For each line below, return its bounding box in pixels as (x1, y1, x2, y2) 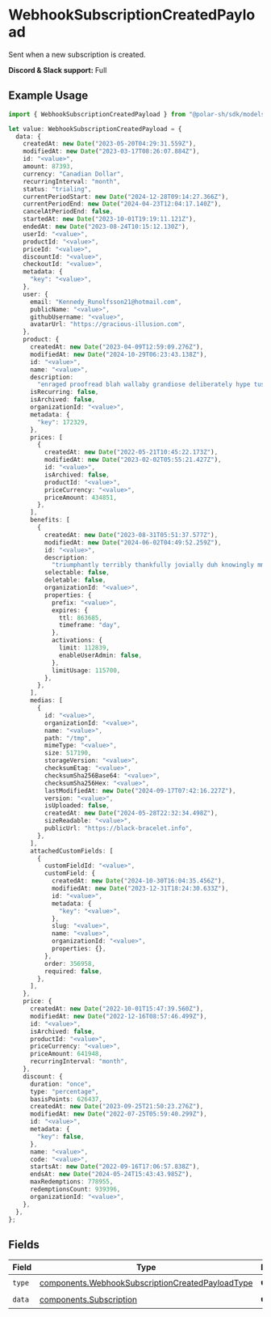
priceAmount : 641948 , (29, 1050, 103, 1058)
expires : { (51, 606, 89, 614)
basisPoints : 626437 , (29, 1095, 103, 1103)
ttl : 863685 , (59, 613, 103, 622)
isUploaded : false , (44, 802, 110, 810)
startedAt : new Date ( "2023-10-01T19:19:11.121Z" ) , (23, 215, 197, 223)
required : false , (44, 967, 103, 976)
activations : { (51, 637, 103, 645)
